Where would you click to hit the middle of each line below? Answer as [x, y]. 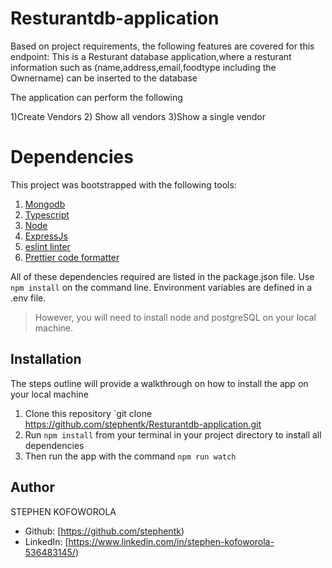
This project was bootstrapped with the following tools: [123, 184]
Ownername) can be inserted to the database [104, 78]
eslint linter [47, 246]
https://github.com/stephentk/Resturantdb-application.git [143, 424]
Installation [46, 359]
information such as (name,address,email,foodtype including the [143, 67]
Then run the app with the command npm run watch [130, 456]
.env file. [28, 298]
